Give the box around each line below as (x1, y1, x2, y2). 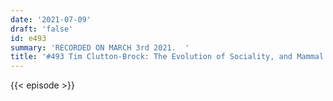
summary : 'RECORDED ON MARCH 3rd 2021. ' (10, 42, 190, 53)
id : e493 (10, 33, 47, 43)
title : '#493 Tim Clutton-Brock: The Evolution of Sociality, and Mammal (10, 52, 325, 62)
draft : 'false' (10, 24, 74, 34)
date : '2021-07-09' (10, 14, 92, 25)
